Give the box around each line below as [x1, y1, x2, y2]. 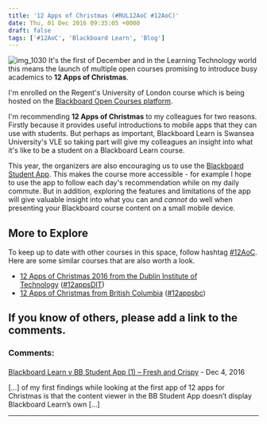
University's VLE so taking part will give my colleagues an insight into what [8, 137, 253, 147]
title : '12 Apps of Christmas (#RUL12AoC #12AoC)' [8, 11, 180, 20]
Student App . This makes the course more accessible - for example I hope [8, 169, 252, 179]
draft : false [8, 26, 52, 34]
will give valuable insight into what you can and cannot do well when [8, 195, 233, 204]
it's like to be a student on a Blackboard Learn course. [8, 146, 185, 155]
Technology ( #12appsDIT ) [19, 280, 105, 290]
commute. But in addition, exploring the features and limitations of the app [8, 186, 252, 196]
